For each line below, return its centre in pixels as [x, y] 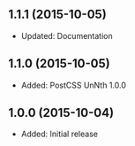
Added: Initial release [60, 134]
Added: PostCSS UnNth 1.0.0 [74, 85]
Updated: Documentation [67, 35]
